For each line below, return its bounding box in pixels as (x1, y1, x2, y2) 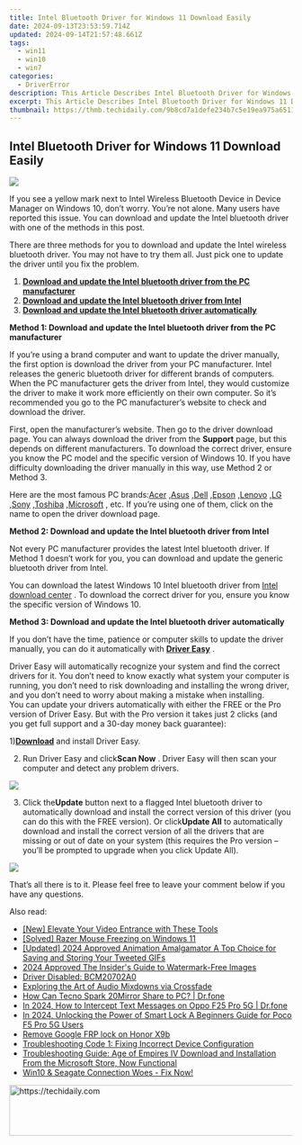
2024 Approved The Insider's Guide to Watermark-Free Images (22, 962, 257, 973)
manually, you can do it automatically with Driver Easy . (9, 644, 216, 654)
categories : (9, 72, 54, 81)
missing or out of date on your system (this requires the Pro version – (22, 835, 279, 846)
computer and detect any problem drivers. (22, 762, 180, 774)
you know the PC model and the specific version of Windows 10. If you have (9, 453, 290, 464)
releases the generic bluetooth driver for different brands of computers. (9, 368, 275, 379)
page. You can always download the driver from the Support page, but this (9, 434, 288, 445)
